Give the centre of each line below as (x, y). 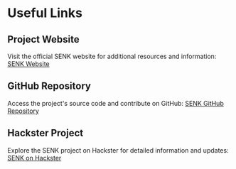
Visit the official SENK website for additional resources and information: (112, 56)
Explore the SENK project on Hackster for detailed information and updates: (118, 150)
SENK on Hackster (34, 158)
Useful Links (45, 13)
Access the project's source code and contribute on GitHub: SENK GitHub (116, 103)
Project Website (43, 39)
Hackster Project (45, 133)
